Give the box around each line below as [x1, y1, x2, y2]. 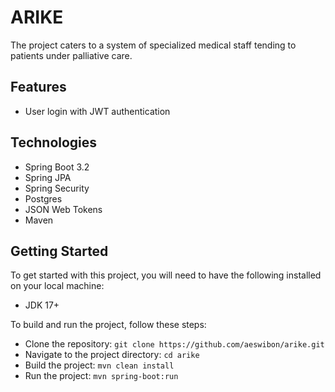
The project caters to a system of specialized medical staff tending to [10, 39, 297, 51]
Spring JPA [24, 171, 72, 183]
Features [10, 79, 67, 96]
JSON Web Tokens [24, 203, 103, 215]
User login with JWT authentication [24, 105, 171, 117]
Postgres [24, 192, 63, 205]
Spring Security [24, 182, 90, 194]
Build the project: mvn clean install [24, 359, 175, 371]
